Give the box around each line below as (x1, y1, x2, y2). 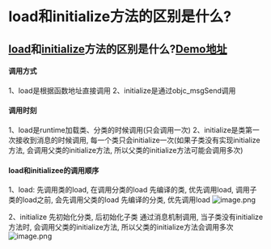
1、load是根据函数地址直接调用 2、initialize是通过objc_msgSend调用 (8, 86, 236, 95)
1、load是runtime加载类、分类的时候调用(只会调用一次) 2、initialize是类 (8, 124, 246, 134)
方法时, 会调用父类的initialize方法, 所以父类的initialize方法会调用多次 (8, 222, 234, 232)
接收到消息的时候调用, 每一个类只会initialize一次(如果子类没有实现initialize (15, 135, 260, 145)
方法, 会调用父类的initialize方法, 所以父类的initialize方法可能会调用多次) (8, 145, 243, 154)
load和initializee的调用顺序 (8, 165, 100, 175)
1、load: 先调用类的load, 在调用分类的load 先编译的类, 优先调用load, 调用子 (8, 185, 257, 195)
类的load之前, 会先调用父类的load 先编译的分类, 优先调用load (8, 195, 210, 205)
